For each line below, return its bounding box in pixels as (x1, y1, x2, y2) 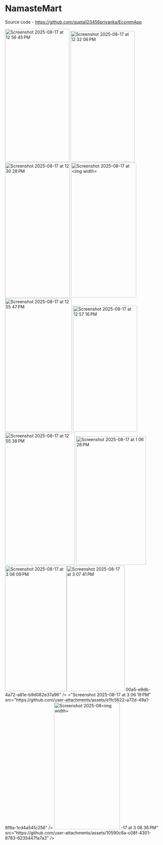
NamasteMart (5, 3, 62, 14)
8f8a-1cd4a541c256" (5, 825, 48, 830)
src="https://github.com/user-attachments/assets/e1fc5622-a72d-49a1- (5, 697, 150, 703)
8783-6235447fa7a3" (5, 835, 49, 841)
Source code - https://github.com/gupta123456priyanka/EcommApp (5, 19, 142, 25)
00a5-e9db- (126, 686, 151, 692)
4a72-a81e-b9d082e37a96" (5, 691, 62, 698)
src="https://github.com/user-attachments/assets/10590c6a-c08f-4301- (5, 830, 151, 836)
